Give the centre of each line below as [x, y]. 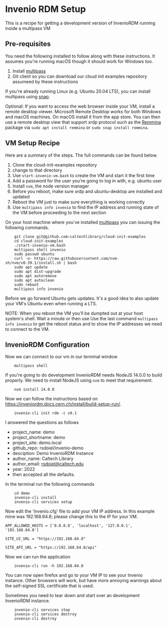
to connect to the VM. [27, 329]
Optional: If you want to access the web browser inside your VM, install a [80, 106]
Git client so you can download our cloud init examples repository [80, 76]
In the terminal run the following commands [50, 484]
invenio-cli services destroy [46, 615]
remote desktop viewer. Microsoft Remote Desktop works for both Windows [83, 111]
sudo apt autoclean [34, 280]
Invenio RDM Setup [46, 9]
